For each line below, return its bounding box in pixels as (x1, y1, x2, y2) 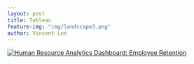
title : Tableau (7, 17, 52, 24)
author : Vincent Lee (7, 29, 68, 37)
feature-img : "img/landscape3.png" (7, 23, 111, 30)
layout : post (7, 10, 46, 17)
